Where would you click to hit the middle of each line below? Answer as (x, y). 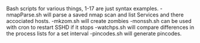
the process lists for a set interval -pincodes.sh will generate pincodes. (94, 34)
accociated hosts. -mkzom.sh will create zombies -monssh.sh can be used (99, 21)
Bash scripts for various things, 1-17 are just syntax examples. (83, 9)
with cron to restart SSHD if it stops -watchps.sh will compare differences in (100, 27)
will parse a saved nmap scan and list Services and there (114, 15)
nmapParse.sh (24, 15)
